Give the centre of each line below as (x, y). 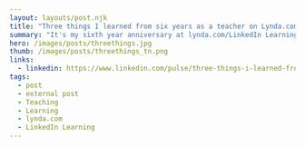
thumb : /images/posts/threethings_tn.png (89, 52)
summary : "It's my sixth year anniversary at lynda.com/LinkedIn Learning (154, 34)
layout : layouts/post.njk (58, 18)
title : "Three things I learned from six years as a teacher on (133, 26)
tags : (20, 77)
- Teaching (38, 102)
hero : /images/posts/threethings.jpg (81, 43)
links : (22, 60)
